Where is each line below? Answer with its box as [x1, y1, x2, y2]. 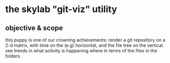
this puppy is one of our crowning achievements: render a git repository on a [5, 37, 165, 43]
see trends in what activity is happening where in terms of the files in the [5, 48, 157, 53]
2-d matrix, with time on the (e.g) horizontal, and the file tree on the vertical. [5, 42, 164, 48]
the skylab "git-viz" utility [5, 4, 117, 15]
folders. [5, 53, 21, 59]
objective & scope [5, 24, 63, 32]
